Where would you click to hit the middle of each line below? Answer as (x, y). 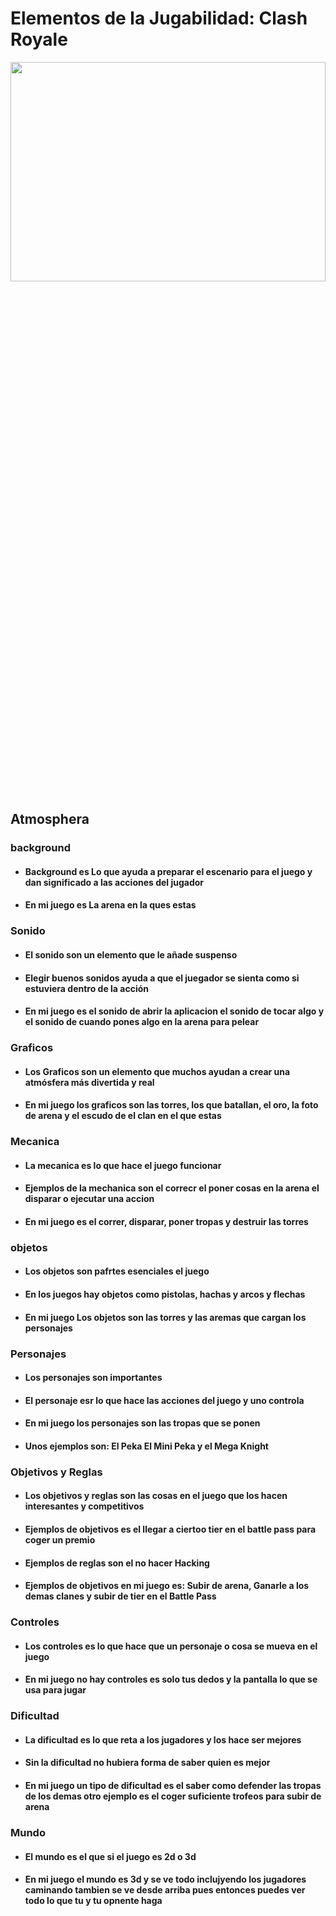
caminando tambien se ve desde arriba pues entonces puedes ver (165, 1890)
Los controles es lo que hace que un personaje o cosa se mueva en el (171, 1646)
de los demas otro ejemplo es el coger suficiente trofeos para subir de (173, 1796)
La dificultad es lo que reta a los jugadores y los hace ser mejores (163, 1739)
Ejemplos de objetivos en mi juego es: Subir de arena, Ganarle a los (167, 1586)
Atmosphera (50, 819)
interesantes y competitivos (84, 1506)
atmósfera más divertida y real (89, 1082)
